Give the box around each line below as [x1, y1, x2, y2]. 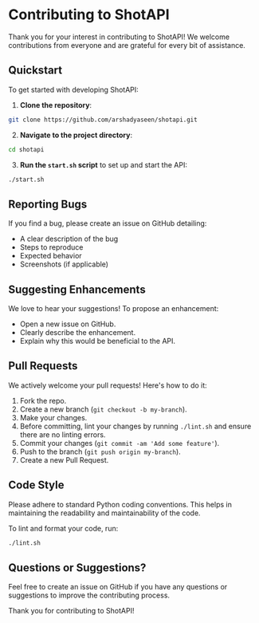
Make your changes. [19, 412, 88, 422]
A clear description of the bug [19, 234, 119, 244]
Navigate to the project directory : [19, 130, 133, 140]
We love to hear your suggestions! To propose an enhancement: [8, 304, 219, 313]
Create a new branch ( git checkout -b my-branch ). [19, 404, 187, 414]
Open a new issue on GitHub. [19, 319, 116, 329]
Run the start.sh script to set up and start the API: [19, 160, 187, 169]
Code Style [8, 479, 65, 492]
